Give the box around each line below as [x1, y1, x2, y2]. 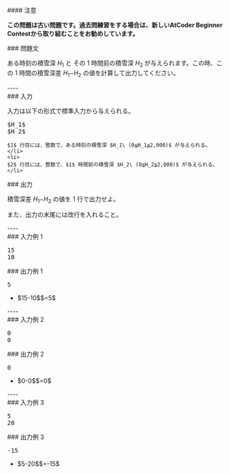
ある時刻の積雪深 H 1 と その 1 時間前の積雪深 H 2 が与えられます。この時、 [7, 59, 217, 68]
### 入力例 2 [7, 316, 45, 324]
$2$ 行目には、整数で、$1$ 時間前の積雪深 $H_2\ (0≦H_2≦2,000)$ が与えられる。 [7, 161, 218, 168]
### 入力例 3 [7, 399, 45, 407]
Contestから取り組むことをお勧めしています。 [7, 30, 140, 37]
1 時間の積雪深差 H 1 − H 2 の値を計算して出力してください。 [15, 68, 180, 79]
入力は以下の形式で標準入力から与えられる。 [7, 106, 135, 115]
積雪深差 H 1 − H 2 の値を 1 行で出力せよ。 [7, 195, 119, 205]
